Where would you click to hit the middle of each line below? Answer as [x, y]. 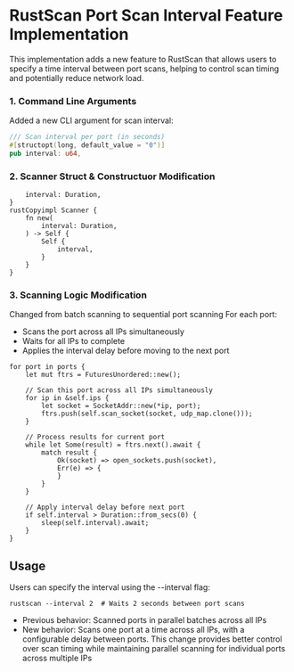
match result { [69, 453]
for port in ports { [48, 367]
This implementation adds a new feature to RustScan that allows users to [143, 59]
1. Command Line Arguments [73, 101]
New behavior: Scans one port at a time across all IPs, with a [133, 630]
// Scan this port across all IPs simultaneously [119, 390]
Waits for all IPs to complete [73, 341]
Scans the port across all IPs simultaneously [103, 332]
